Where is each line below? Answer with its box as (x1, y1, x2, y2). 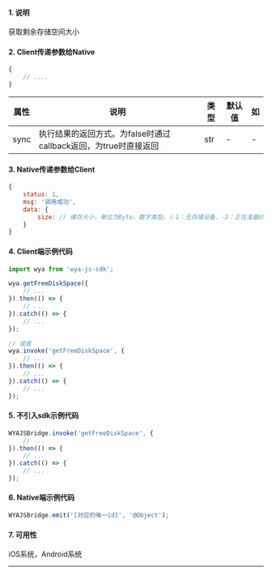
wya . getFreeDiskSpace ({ (8, 279, 89, 287)
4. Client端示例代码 (8, 246, 73, 256)
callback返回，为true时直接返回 (39, 140, 159, 151)
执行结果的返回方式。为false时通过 (39, 128, 172, 139)
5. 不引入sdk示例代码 (8, 411, 79, 420)
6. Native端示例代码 (8, 492, 75, 502)
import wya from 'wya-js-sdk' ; (8, 265, 114, 273)
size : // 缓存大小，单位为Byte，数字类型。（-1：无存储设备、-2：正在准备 (37, 213, 259, 221)
